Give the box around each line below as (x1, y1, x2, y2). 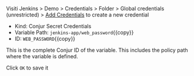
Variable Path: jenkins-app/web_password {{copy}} (14, 29, 134, 36)
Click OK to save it (6, 64, 49, 71)
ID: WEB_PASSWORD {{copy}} (14, 35, 75, 42)
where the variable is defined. (6, 53, 78, 60)
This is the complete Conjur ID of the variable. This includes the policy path (6, 47, 188, 54)
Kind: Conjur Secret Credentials (14, 23, 92, 29)
